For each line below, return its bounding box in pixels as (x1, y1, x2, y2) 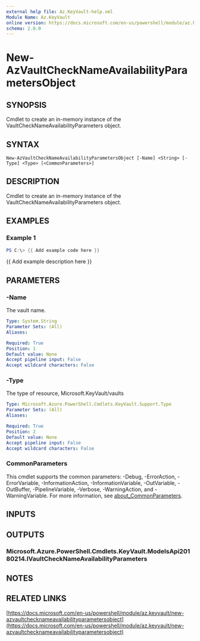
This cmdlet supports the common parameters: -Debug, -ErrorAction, (6, 473, 177, 480)
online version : (6, 20, 46, 26)
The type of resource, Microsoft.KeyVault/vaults (6, 390, 124, 397)
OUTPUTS (6, 530, 45, 540)
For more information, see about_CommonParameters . (49, 492, 183, 499)
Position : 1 (6, 346, 36, 351)
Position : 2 (6, 428, 36, 435)
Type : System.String (6, 318, 58, 325)
